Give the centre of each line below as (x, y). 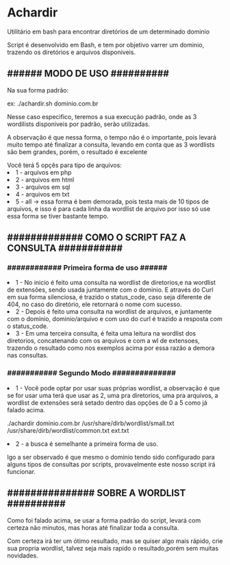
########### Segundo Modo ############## (92, 373)
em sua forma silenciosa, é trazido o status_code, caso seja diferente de (109, 297)
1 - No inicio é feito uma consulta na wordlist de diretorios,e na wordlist (116, 283)
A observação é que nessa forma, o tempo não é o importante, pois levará (112, 137)
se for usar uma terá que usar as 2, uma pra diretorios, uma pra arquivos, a (113, 395)
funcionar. (22, 471)
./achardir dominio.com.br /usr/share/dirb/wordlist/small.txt (91, 423)
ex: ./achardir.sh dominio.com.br (53, 103)
